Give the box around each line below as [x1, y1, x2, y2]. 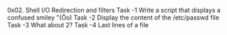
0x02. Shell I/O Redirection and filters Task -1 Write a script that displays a [7, 6, 221, 14]
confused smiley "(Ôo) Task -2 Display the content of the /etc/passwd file [7, 13, 220, 22]
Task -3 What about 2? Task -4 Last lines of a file [7, 21, 149, 29]
